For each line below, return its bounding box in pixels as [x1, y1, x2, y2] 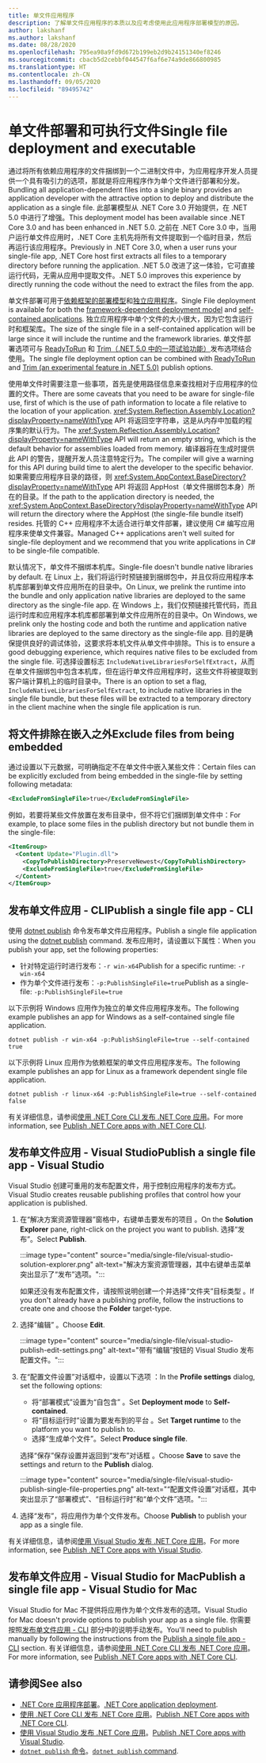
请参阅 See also [8, 1677, 83, 1691]
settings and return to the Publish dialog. [19, 1459, 154, 1469]
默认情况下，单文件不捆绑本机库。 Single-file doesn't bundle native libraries [8, 562, 253, 572]
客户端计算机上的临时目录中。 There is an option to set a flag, [8, 676, 207, 686]
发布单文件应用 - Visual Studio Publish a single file [8, 1146, 256, 1159]
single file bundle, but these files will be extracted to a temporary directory [8, 694, 252, 703]
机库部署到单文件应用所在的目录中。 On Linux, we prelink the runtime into [8, 582, 246, 592]
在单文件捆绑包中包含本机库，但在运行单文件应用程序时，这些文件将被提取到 [8, 667, 258, 676]
